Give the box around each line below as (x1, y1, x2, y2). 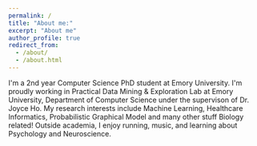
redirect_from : (8, 41, 59, 49)
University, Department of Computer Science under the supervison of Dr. (8, 95, 250, 105)
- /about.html (15, 57, 62, 65)
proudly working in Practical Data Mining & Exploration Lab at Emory (8, 86, 234, 96)
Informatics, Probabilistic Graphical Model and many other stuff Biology (8, 112, 244, 121)
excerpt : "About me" (8, 26, 78, 34)
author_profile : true (8, 34, 81, 42)
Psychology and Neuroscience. (8, 128, 112, 138)
